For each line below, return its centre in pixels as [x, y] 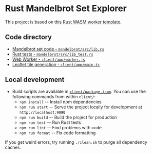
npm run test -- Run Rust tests [50, 122]
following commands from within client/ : [54, 96]
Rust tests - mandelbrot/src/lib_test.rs [53, 54]
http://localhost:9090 [42, 112]
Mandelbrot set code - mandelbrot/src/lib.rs [58, 49]
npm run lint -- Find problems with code [61, 127]
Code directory [28, 37]
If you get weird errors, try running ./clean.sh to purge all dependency [76, 142]
